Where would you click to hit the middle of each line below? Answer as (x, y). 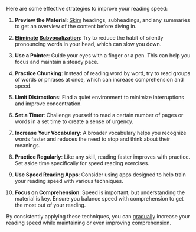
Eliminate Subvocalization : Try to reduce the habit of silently (89, 38)
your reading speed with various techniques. (69, 181)
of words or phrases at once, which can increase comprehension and (99, 80)
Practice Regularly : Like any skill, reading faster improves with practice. (102, 157)
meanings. (27, 145)
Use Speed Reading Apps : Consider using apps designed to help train (100, 175)
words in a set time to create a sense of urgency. (74, 121)
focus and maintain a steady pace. (57, 62)
